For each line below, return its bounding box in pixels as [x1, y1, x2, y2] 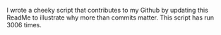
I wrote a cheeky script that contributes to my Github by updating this [6, 6, 209, 14]
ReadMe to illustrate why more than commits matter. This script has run [6, 13, 215, 22]
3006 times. [6, 21, 42, 29]
